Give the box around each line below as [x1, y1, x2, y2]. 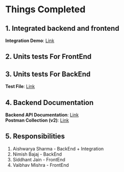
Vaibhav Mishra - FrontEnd [12, 162, 69, 168]
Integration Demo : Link [5, 37, 55, 44]
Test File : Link [5, 83, 35, 90]
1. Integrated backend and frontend [5, 24, 119, 33]
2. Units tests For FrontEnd [5, 52, 92, 61]
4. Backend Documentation [5, 98, 94, 107]
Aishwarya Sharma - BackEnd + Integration [12, 145, 104, 152]
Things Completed [5, 4, 86, 15]
